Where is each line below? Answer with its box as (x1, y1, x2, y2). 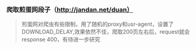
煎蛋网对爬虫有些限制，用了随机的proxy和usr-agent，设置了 (21, 20, 174, 28)
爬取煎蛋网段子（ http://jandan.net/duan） (6, 5, 133, 13)
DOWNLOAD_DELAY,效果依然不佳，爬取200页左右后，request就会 (21, 28, 190, 36)
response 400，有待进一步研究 (21, 36, 100, 43)
